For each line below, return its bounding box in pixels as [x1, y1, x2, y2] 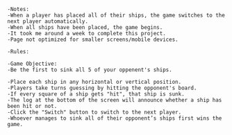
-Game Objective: [7, 60, 58, 67]
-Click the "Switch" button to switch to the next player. [7, 109, 182, 116]
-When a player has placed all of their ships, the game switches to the [7, 12, 226, 19]
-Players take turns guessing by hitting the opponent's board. [7, 84, 197, 91]
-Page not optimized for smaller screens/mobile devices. [7, 36, 179, 43]
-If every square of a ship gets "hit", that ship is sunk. [7, 91, 185, 98]
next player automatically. [7, 18, 89, 25]
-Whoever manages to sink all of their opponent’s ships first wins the [7, 115, 222, 122]
